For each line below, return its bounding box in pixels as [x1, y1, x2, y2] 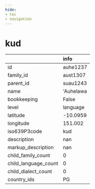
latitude [7, 112, 25, 119]
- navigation [5, 16, 32, 21]
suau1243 [63, 80, 87, 87]
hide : [5, 7, 16, 12]
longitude [7, 120, 30, 127]
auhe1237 [63, 64, 88, 71]
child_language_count [7, 160, 58, 167]
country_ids [7, 176, 34, 183]
